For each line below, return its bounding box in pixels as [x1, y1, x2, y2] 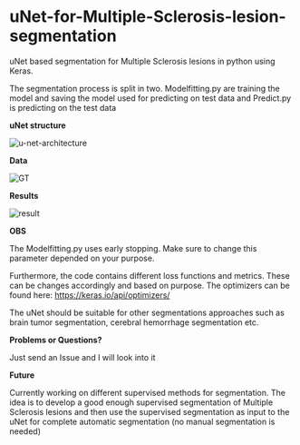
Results [9, 190, 39, 201]
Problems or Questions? [9, 334, 102, 345]
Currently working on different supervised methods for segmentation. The [9, 387, 285, 398]
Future [9, 370, 35, 381]
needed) [9, 425, 42, 437]
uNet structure [9, 120, 66, 131]
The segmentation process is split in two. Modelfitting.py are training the [9, 83, 281, 94]
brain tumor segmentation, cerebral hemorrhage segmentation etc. [9, 316, 259, 328]
